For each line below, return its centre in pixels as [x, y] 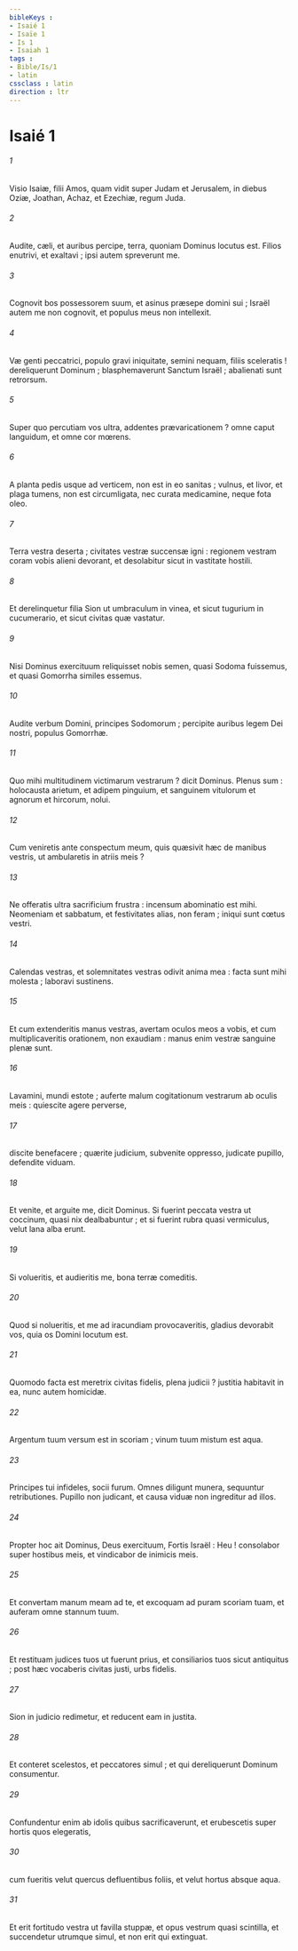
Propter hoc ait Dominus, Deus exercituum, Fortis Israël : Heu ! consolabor [145, 1545]
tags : [21, 59]
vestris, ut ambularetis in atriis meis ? [77, 857]
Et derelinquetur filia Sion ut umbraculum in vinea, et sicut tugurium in [137, 609]
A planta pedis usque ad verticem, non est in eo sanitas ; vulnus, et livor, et [146, 484]
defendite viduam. [42, 1163]
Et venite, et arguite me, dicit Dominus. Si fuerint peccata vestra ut [130, 1211]
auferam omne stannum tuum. [64, 1611]
